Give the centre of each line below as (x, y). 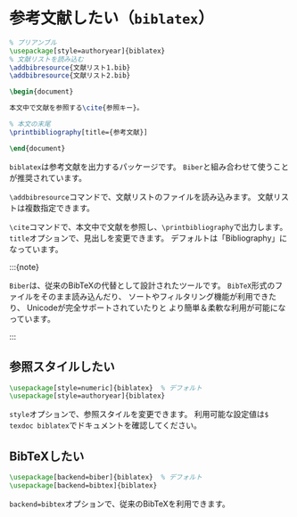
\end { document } (37, 148)
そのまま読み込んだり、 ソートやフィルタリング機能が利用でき (154, 296)
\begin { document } (41, 92)
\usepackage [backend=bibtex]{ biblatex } (83, 485)
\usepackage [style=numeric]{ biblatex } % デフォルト (106, 388)
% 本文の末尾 (30, 124)
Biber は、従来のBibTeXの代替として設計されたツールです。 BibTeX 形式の (142, 285)
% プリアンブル (33, 42)
